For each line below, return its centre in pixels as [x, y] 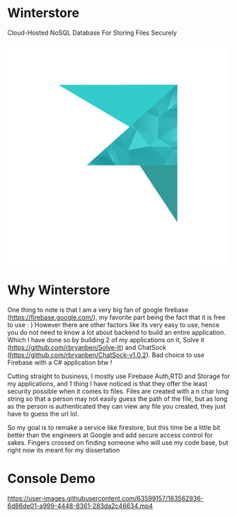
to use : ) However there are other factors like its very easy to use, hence [114, 324]
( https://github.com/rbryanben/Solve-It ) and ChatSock [87, 347]
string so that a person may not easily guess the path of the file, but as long [117, 399]
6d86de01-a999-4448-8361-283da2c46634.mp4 [80, 506]
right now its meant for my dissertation [64, 450]
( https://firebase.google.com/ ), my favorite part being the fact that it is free [116, 317]
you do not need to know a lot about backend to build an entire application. [117, 332]
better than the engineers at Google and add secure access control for [110, 435]
